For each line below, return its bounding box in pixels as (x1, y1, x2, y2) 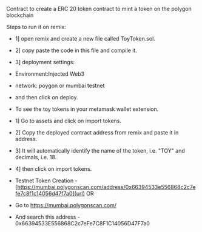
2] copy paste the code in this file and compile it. (15, 47, 138, 54)
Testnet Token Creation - (15, 177, 78, 184)
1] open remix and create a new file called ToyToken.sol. (15, 35, 156, 42)
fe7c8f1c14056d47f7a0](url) (15, 190, 85, 197)
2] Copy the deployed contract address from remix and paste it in (15, 129, 179, 136)
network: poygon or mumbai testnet (15, 82, 105, 89)
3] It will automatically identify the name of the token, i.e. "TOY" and (15, 147, 185, 154)
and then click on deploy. (15, 94, 78, 101)
